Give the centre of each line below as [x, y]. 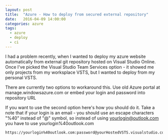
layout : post [19, 10]
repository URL [21, 98]
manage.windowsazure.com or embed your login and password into [75, 92]
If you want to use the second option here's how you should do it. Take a [80, 107]
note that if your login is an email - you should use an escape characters [79, 113]
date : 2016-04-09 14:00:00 [35, 19]
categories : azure [24, 24]
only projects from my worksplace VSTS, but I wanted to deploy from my [80, 72]
